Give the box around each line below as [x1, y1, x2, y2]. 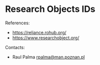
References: [5, 20, 30, 26]
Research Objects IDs [5, 3, 96, 15]
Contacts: [5, 44, 25, 50]
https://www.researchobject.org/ [12, 35, 79, 41]
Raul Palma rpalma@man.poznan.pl [12, 54, 85, 60]
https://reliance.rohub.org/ [12, 29, 67, 35]
